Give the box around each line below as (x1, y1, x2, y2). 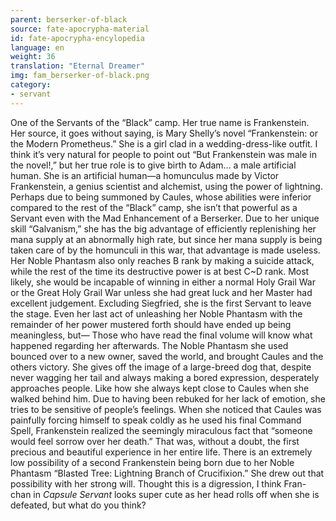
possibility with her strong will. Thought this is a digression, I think (10, 477, 282, 490)
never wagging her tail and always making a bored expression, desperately (10, 371, 320, 383)
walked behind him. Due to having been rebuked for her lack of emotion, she (10, 392, 326, 405)
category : (10, 80, 52, 90)
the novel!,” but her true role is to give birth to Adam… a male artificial (10, 159, 297, 171)
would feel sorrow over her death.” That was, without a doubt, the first (10, 435, 300, 447)
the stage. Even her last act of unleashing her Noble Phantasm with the (10, 307, 303, 320)
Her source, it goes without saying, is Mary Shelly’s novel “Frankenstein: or (10, 127, 318, 139)
